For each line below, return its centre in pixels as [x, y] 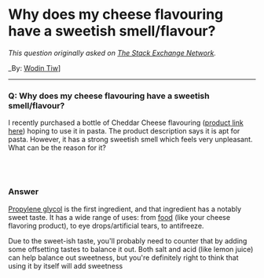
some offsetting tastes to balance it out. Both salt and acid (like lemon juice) [131, 249]
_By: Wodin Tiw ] [35, 68]
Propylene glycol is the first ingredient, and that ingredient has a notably [125, 209]
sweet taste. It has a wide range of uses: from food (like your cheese [119, 217]
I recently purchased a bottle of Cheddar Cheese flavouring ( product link [126, 123]
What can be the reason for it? [57, 148]
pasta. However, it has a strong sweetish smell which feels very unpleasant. [130, 140]
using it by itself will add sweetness [66, 265]
